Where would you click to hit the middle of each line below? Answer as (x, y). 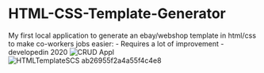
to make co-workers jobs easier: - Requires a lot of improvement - (116, 43)
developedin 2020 (38, 52)
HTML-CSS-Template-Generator (117, 14)
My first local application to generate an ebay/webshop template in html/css (132, 35)
